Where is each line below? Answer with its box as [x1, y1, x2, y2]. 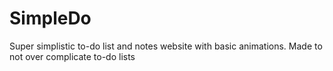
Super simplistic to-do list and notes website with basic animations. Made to [9, 40, 323, 52]
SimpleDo [9, 7, 92, 30]
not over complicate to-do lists [9, 50, 136, 62]
